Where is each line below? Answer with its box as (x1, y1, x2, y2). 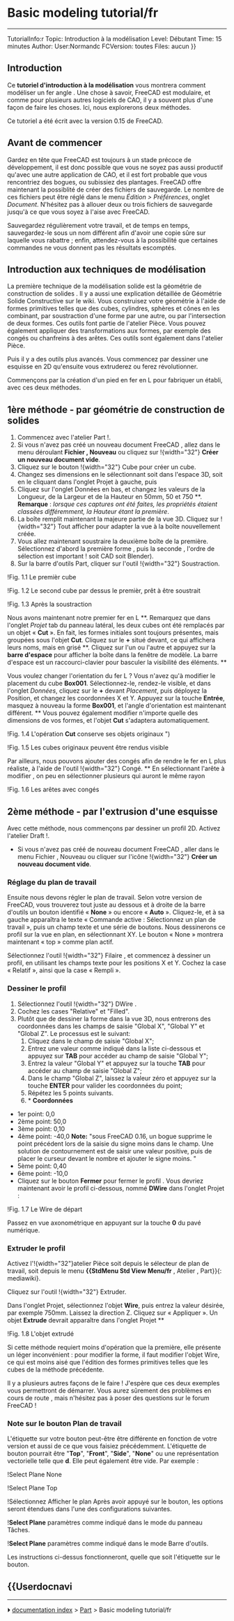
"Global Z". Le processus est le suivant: (17, 1029, 131, 1037)
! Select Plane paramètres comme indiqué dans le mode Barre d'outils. (7, 1539, 209, 1548)
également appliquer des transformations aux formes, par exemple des (7, 326, 211, 335)
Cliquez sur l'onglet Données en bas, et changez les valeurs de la (17, 485, 205, 493)
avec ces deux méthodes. (7, 383, 81, 392)
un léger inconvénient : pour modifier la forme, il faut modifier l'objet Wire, (7, 1350, 220, 1359)
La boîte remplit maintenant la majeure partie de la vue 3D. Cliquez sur (17, 515, 219, 524)
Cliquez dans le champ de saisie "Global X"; (27, 1037, 155, 1045)
